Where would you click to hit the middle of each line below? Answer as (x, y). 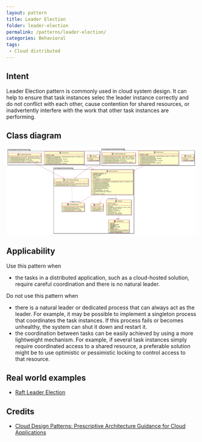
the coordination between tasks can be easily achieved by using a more (104, 333)
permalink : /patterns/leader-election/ (56, 32)
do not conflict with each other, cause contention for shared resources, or (98, 104)
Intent (17, 77)
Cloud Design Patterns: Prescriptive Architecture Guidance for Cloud (100, 426)
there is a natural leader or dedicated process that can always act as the (105, 307)
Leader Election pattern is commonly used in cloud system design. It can (96, 91)
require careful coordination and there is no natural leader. (87, 284)
